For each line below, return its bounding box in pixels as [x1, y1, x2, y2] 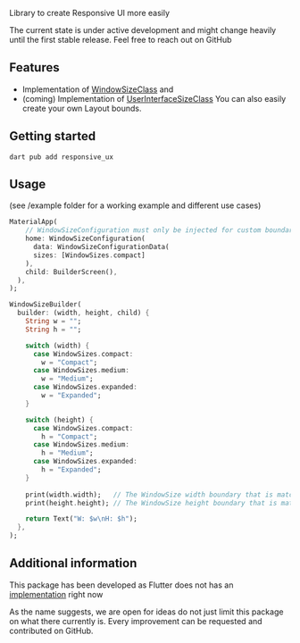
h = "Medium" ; [41, 448, 94, 458]
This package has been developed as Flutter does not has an [9, 580, 234, 590]
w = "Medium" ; [41, 374, 94, 383]
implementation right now [9, 589, 104, 599]
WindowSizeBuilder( [9, 300, 82, 309]
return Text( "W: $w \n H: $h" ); [25, 514, 138, 523]
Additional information [9, 555, 137, 571]
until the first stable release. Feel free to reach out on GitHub [9, 35, 232, 45]
